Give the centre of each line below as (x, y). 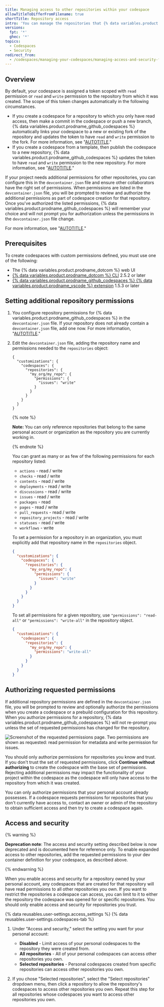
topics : (13, 41)
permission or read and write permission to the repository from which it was (82, 96)
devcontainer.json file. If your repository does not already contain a (80, 323)
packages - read (35, 502)
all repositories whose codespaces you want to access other (73, 994)
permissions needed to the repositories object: (60, 348)
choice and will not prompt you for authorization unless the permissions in (80, 214)
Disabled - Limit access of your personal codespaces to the (80, 944)
